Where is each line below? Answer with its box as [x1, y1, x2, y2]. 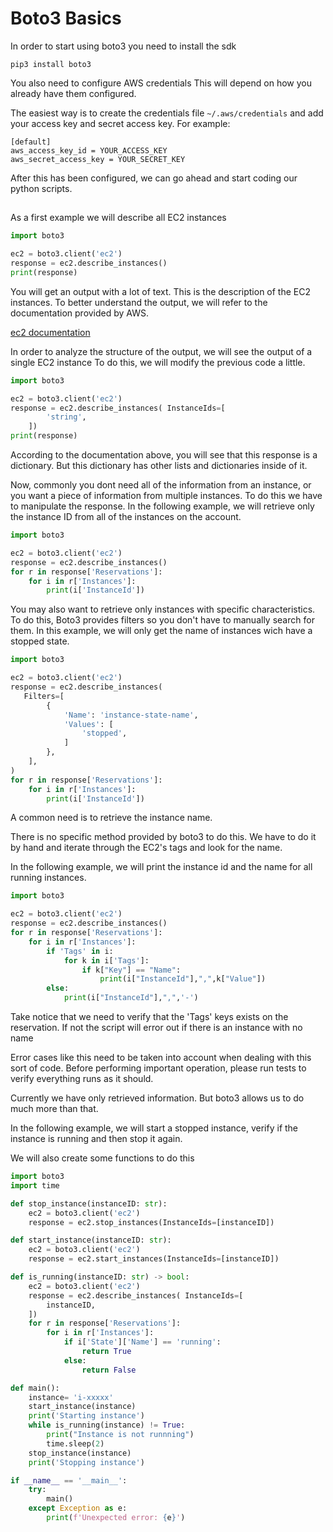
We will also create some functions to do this [10, 1152, 195, 1164]
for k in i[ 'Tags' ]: [63, 955, 150, 966]
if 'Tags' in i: [46, 946, 114, 956]
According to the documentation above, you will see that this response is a [10, 449, 318, 461]
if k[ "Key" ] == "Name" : [81, 965, 182, 975]
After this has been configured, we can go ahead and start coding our [10, 172, 298, 184]
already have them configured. [10, 87, 137, 99]
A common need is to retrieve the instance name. [10, 812, 213, 824]
